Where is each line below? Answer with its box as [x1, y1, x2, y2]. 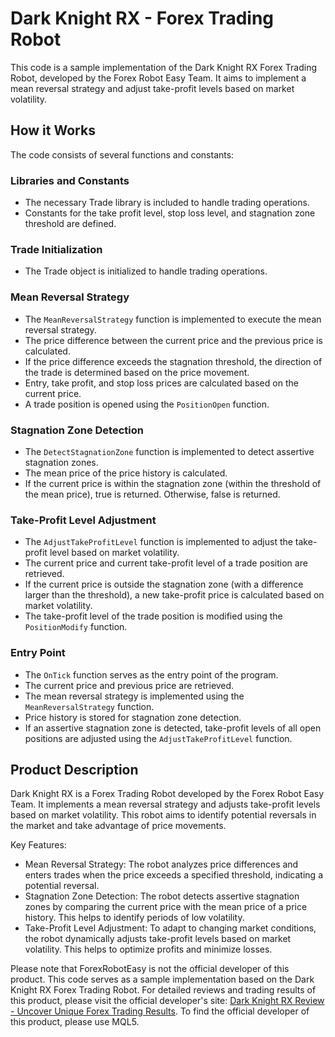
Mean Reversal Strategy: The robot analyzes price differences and [24, 858, 299, 871]
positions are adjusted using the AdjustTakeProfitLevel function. [24, 732, 293, 744]
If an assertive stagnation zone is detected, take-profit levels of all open [24, 722, 322, 734]
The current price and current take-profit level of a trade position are [24, 557, 308, 569]
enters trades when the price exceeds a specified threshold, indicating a [24, 869, 323, 881]
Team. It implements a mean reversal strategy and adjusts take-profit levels [10, 798, 321, 811]
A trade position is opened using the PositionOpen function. [24, 398, 270, 410]
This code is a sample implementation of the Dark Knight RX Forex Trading [10, 61, 318, 73]
